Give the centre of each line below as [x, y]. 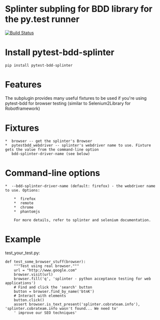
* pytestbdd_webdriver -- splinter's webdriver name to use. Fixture [78, 145]
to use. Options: [23, 190]
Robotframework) [23, 108]
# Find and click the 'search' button [53, 287]
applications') [20, 283]
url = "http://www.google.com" [45, 270]
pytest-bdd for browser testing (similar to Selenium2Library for [68, 103]
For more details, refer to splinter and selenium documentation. [82, 220]
